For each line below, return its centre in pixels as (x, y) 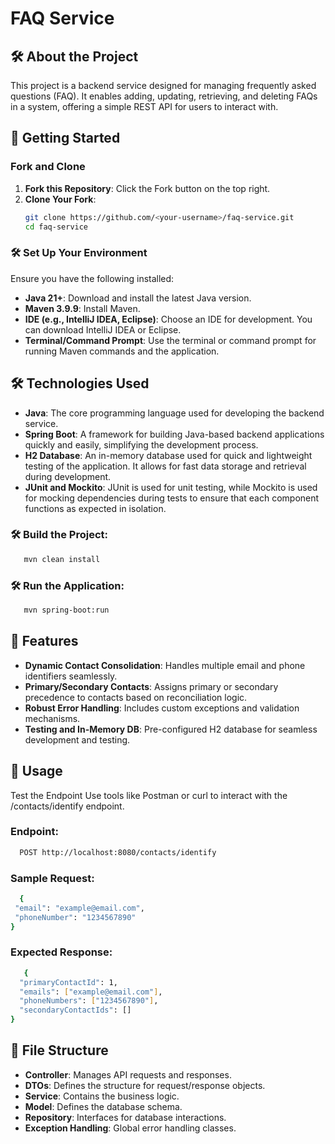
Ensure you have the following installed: (92, 278)
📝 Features (44, 641)
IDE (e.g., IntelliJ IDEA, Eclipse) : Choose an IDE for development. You (168, 319)
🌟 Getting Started (65, 138)
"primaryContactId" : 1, (68, 982)
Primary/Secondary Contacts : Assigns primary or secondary (151, 686)
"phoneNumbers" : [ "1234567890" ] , (89, 1001)
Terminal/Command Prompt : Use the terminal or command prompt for (170, 340)
